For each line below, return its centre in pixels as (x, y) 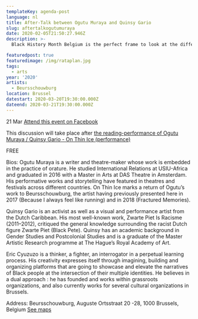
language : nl (22, 17)
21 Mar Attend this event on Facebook (52, 121)
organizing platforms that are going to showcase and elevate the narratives (97, 266)
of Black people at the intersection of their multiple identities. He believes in (98, 273)
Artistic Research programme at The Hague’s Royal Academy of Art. (88, 242)
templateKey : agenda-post (38, 12)
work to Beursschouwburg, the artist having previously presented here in (95, 193)
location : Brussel (29, 94)
